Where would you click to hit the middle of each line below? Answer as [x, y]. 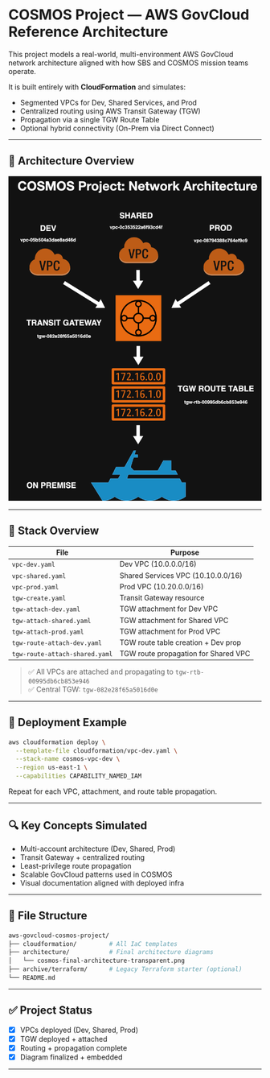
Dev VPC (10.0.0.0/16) [158, 564]
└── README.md [32, 978]
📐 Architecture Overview [72, 161]
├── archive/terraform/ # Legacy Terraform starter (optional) [125, 969]
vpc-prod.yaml [35, 587]
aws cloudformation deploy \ [57, 742]
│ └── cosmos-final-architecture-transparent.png [96, 961]
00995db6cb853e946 [59, 681]
